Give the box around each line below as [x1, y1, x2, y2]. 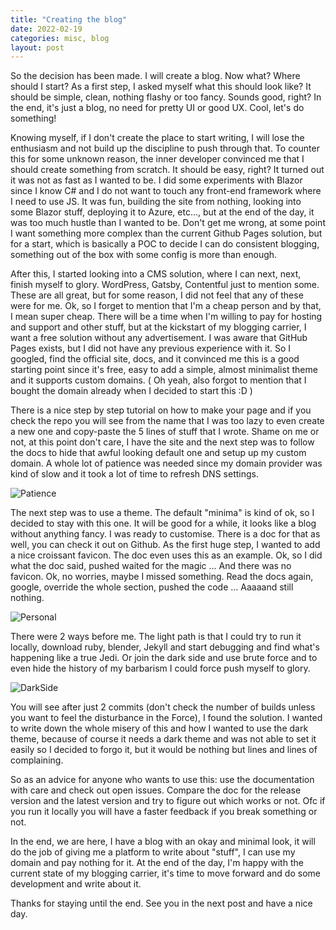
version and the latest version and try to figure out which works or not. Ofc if [10, 795, 326, 807]
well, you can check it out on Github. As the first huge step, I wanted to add [10, 539, 321, 551]
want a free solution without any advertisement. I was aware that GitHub [10, 332, 308, 344]
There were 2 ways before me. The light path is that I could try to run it [10, 631, 302, 643]
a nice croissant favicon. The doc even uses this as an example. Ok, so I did [10, 549, 323, 561]
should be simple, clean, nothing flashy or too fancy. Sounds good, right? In [10, 91, 322, 103]
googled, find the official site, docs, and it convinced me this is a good [10, 353, 300, 365]
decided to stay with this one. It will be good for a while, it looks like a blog [10, 517, 317, 530]
